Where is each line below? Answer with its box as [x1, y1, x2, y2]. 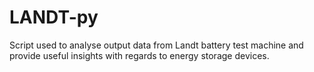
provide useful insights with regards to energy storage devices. [9, 49, 270, 61]
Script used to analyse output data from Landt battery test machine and [9, 39, 304, 51]
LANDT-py [9, 6, 99, 29]
